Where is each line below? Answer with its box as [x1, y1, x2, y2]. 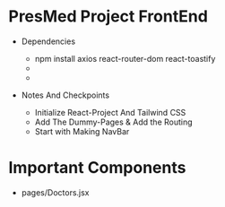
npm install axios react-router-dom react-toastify [34, 53, 216, 64]
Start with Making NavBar [34, 125, 130, 136]
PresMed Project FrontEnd [8, 6, 208, 27]
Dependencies [21, 36, 76, 47]
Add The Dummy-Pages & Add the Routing [34, 116, 194, 127]
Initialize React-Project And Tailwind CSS [34, 107, 186, 117]
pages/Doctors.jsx [21, 186, 90, 198]
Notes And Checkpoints [21, 90, 109, 100]
